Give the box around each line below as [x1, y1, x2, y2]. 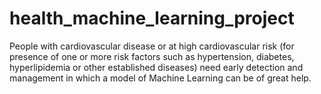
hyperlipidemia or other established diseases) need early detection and [9, 61, 304, 73]
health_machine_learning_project [9, 7, 295, 30]
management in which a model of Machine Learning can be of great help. [9, 72, 312, 84]
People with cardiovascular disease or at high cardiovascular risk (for [9, 40, 295, 52]
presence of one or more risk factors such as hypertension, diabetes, [9, 50, 295, 62]
